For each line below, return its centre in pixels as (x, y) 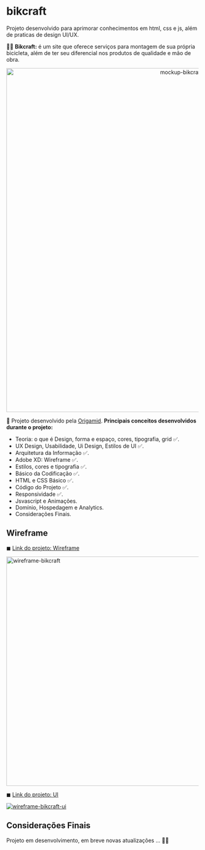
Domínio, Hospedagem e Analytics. (59, 507)
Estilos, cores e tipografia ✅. (51, 467)
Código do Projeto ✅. (42, 487)
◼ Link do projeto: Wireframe (43, 548)
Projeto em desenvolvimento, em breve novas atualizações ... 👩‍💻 (88, 840)
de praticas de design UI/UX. (43, 34)
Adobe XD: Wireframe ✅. (46, 459)
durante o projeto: (30, 427)
